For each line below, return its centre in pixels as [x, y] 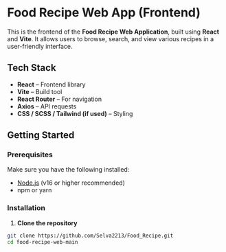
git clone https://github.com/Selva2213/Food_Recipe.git [90, 236]
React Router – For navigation [59, 99]
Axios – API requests [47, 106]
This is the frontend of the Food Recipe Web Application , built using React [113, 32]
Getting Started [41, 135]
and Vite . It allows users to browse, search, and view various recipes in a [111, 38]
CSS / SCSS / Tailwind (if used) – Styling [75, 113]
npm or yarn [34, 190]
